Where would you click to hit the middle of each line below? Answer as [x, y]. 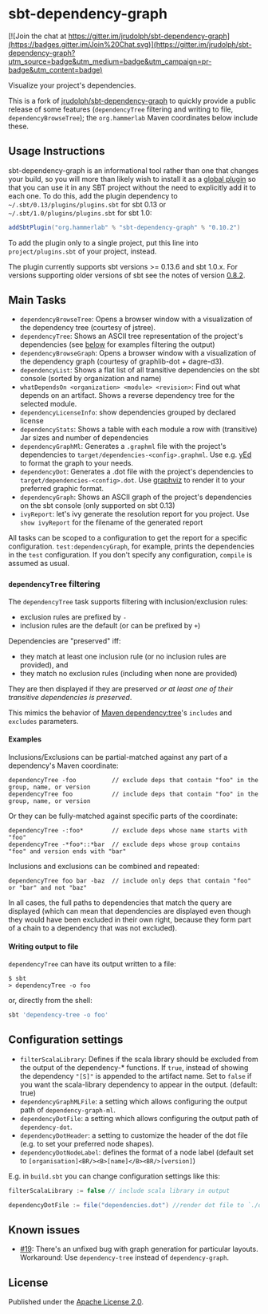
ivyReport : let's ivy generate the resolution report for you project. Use [134, 514]
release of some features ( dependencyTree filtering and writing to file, [121, 109]
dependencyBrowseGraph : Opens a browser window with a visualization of [138, 353]
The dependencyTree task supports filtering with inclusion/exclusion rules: [128, 601]
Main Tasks [37, 300]
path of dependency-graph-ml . [67, 1110]
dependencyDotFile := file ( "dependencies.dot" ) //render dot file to [126, 1205]
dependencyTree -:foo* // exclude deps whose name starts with [128, 830]
